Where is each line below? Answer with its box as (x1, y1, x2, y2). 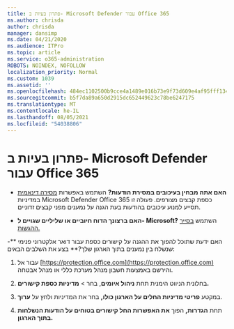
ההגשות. (17, 224, 40, 232)
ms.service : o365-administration (7, 56, 104, 63)
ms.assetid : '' (7, 82, 52, 89)
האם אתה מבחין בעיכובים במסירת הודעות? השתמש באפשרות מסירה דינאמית (17, 188, 227, 197)
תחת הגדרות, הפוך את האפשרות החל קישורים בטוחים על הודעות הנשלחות (17, 306, 223, 314)
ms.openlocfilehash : (7, 88, 68, 95)
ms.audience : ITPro (7, 43, 64, 49)
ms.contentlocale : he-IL (7, 107, 79, 114)
